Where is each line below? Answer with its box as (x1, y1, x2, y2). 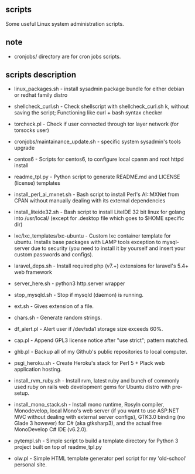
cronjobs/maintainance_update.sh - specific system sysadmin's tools (13, 138, 181, 145)
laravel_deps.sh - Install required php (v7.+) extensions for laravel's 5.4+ (13, 262, 189, 269)
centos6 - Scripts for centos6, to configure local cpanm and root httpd (13, 155, 184, 163)
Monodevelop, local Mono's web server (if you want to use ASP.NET (13, 407, 179, 414)
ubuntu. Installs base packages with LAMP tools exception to (13, 239, 162, 246)
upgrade (13, 144, 35, 151)
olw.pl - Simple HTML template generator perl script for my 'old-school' (13, 455, 187, 462)
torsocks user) (13, 127, 49, 134)
